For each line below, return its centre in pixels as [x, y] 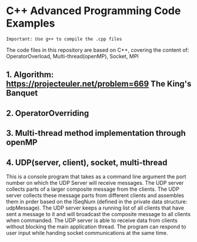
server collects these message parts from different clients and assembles [95, 195]
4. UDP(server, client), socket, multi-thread [87, 162]
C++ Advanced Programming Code [94, 11]
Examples [31, 23]
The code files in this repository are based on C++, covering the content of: [98, 50]
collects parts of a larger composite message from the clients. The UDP [93, 189]
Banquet [22, 93]
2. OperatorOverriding [48, 113]
